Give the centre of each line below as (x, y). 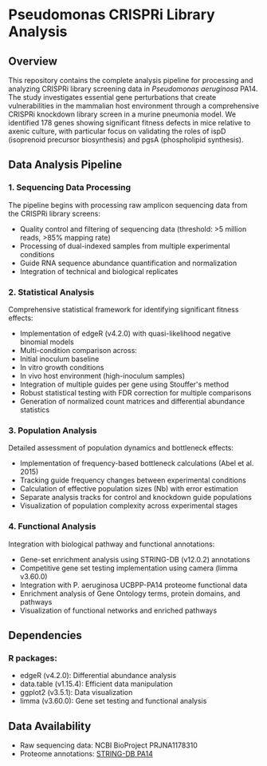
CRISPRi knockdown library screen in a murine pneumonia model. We (122, 114)
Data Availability (50, 726)
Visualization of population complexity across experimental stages (129, 506)
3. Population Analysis (53, 431)
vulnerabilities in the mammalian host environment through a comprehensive (134, 106)
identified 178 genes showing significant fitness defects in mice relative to (130, 123)
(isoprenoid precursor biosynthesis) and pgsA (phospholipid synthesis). (126, 140)
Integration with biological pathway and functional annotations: (112, 544)
